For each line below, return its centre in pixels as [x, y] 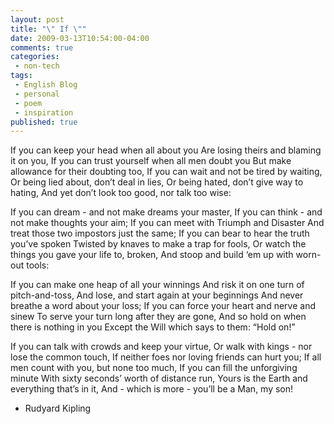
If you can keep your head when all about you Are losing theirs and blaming [166, 150]
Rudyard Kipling [58, 408]
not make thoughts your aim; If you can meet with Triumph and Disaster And [167, 223]
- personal [37, 94]
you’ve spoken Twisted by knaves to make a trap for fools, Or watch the [158, 244]
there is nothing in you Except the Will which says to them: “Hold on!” [153, 327]
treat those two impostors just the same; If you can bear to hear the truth [160, 233]
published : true [44, 122]
